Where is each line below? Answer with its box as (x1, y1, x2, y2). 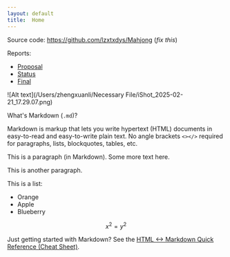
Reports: (7, 49, 32, 57)
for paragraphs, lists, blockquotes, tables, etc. (7, 139, 138, 147)
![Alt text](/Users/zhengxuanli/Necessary (7, 91, 124, 99)
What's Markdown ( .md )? (7, 111, 78, 120)
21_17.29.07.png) (7, 97, 53, 106)
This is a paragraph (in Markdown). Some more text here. (7, 153, 171, 161)
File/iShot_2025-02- (125, 91, 184, 99)
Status (17, 70, 36, 78)
